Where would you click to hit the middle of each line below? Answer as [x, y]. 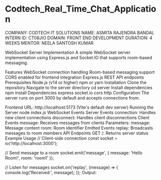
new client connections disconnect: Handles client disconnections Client [77, 117]
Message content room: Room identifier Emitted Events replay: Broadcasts [79, 128]
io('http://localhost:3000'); [31, 143]
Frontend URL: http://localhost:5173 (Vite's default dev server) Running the [79, 107]
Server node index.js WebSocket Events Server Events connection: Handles [80, 112]
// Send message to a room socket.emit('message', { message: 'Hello [74, 153]
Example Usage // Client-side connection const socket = [61, 138]
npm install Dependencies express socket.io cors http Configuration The [77, 93]
